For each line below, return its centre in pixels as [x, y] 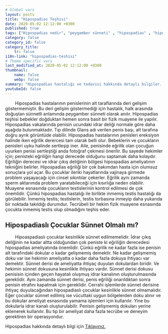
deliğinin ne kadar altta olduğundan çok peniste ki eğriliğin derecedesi [77, 242]
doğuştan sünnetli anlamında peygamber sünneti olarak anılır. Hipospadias [82, 113]
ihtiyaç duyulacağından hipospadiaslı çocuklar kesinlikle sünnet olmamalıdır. [83, 290]
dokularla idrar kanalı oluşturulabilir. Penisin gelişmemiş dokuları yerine [78, 306]
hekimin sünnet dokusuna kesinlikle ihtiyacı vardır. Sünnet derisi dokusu [79, 269]
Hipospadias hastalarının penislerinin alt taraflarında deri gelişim [81, 103]
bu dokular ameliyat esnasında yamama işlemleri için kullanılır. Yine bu [77, 301]
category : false [22, 38]
